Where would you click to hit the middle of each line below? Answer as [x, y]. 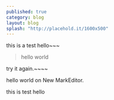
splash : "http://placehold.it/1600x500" [58, 28]
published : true [26, 12]
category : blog [25, 17]
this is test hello [25, 92]
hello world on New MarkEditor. [45, 80]
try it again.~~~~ [27, 69]
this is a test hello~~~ [33, 46]
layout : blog [22, 23]
